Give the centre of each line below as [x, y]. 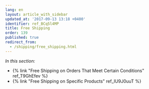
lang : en [14, 10]
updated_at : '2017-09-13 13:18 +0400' [45, 19]
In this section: [20, 61]
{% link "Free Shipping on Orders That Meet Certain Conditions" [78, 71]
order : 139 [16, 33]
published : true [22, 38]
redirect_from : [21, 42]
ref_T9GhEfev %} [30, 76]
